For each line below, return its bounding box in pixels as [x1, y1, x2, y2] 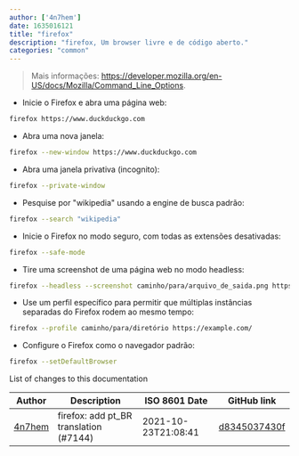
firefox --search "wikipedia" [9, 215, 122, 224]
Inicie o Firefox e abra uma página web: [21, 97, 167, 108]
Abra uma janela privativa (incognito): [21, 164, 160, 175]
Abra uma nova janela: [21, 131, 105, 141]
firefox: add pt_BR [57, 410, 133, 422]
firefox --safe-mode [9, 248, 86, 256]
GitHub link [228, 395, 277, 407]
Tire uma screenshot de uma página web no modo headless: [21, 264, 245, 274]
